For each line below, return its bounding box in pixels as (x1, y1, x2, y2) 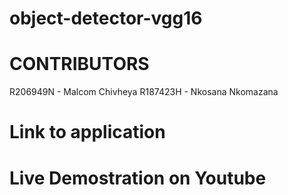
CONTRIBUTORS (9, 53, 150, 76)
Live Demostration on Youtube (9, 167, 267, 189)
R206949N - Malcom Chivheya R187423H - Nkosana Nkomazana (9, 86, 279, 98)
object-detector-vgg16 (9, 7, 203, 30)
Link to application (9, 121, 166, 144)
